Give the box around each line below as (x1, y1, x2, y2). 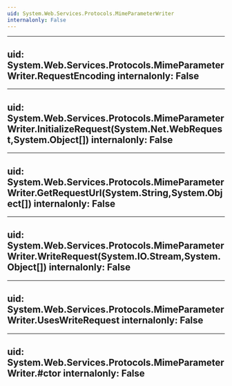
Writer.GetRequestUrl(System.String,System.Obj (7, 187, 223, 199)
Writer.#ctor (7, 367, 61, 379)
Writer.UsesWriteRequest (7, 315, 120, 327)
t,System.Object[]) (7, 134, 90, 146)
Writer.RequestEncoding (7, 70, 116, 81)
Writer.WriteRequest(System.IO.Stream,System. (7, 251, 221, 262)
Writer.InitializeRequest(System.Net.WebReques (7, 123, 223, 135)
